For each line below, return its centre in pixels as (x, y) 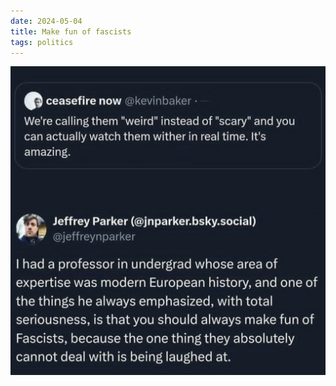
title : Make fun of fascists (71, 31)
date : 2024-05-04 (46, 21)
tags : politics (42, 42)
